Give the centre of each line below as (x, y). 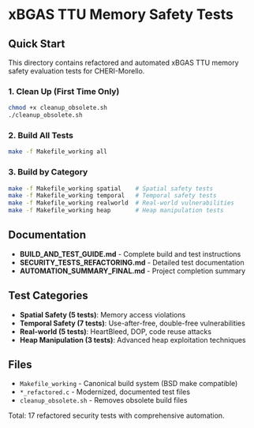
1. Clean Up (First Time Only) (64, 91)
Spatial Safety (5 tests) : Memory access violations (103, 314)
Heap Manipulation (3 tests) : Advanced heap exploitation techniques (133, 340)
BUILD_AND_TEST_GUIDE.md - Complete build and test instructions (130, 253)
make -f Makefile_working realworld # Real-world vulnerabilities (121, 203)
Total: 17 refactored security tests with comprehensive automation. (116, 415)
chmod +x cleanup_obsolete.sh (58, 108)
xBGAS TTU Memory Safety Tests (121, 15)
